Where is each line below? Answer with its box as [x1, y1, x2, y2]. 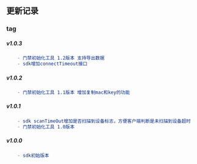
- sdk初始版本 [17, 152, 50, 158]
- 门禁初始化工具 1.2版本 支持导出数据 [17, 55, 105, 61]
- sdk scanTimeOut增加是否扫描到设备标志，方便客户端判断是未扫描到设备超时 [17, 118, 191, 124]
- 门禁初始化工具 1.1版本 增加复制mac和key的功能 [17, 89, 130, 95]
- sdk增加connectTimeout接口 [17, 61, 88, 67]
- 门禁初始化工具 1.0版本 [17, 124, 75, 130]
